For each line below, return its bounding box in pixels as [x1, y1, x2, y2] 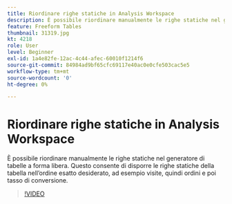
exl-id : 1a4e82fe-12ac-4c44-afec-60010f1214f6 [7, 55, 144, 62]
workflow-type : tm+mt [7, 68, 70, 75]
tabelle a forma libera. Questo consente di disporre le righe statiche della [7, 162, 215, 170]
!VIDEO [23, 189, 45, 198]
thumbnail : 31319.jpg [7, 29, 70, 37]
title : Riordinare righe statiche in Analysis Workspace [7, 10, 175, 17]
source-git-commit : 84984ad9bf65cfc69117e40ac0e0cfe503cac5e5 [7, 62, 190, 68]
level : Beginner [7, 49, 54, 56]
